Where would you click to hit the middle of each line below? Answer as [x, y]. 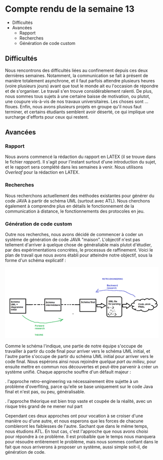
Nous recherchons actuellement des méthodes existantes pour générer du [80, 196]
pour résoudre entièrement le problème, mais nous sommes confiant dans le [81, 441]
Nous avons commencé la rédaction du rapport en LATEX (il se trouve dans [81, 157]
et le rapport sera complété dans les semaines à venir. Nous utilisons [74, 167]
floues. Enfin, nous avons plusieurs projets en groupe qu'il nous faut [73, 106]
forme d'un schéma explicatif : [36, 260]
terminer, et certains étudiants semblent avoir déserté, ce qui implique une [80, 112]
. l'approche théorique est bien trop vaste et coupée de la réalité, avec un [79, 401]
